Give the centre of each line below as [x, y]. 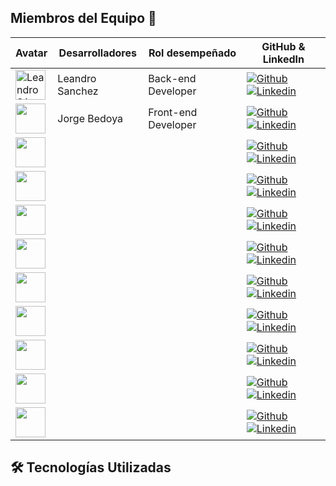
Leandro [77, 78]
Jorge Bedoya [90, 118]
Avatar [31, 53]
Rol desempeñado [192, 53]
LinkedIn [283, 59]
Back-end [172, 78]
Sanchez [78, 91]
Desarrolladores [97, 53]
